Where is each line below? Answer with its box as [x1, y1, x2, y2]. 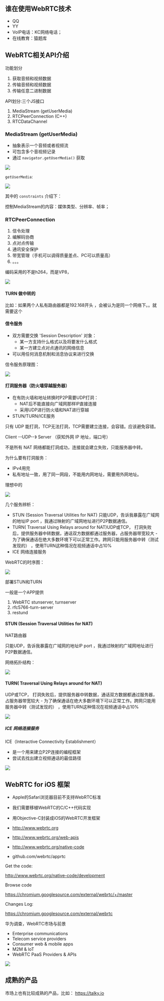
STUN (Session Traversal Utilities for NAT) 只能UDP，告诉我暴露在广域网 [12, 512, 160, 517]
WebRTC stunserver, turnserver [12, 599, 77, 605]
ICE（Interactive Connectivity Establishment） [5, 739, 99, 744]
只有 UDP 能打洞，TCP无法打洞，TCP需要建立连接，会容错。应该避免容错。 [5, 423, 159, 429]
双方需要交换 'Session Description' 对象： [12, 332, 97, 338]
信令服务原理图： [5, 361, 40, 367]
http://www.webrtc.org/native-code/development [5, 873, 105, 879]
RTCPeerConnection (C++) [12, 113, 67, 119]
